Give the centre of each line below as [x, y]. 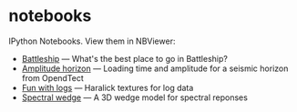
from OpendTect [52, 77]
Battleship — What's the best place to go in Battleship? [125, 58]
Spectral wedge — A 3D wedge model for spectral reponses [134, 97]
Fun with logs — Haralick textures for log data [108, 87]
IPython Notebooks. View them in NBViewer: [92, 41]
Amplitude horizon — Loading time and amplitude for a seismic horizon [155, 68]
